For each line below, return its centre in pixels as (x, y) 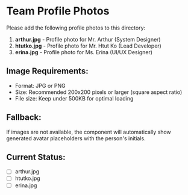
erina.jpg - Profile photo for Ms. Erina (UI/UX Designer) (83, 52)
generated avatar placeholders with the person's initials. (76, 138)
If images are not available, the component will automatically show (89, 132)
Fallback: (24, 118)
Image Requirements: (47, 71)
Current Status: (36, 157)
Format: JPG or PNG (40, 85)
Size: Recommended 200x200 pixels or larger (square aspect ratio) (99, 92)
